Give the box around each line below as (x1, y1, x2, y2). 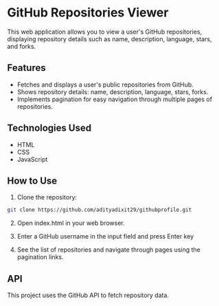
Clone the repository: (16, 193, 78, 201)
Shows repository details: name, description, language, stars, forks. (16, 87, 209, 96)
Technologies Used (7, 122, 91, 134)
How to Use (7, 175, 58, 186)
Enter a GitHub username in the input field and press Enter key (16, 232, 194, 241)
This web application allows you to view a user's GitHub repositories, (7, 28, 203, 36)
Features (7, 62, 46, 74)
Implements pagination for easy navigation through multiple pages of (16, 95, 213, 103)
